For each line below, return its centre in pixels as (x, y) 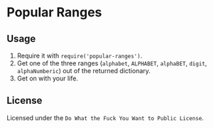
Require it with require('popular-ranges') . (80, 55)
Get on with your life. (48, 78)
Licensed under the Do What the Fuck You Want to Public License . (105, 117)
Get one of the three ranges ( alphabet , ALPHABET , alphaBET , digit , (112, 63)
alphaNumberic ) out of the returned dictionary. (84, 71)
